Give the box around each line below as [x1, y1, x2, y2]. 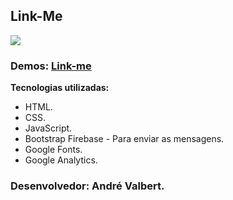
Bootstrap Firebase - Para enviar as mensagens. [24, 133, 225, 145]
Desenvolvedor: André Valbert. [10, 179, 165, 193]
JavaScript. [24, 122, 73, 134]
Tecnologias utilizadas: [10, 82, 110, 94]
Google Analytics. [24, 154, 98, 166]
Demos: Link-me [10, 59, 92, 73]
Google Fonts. [24, 144, 83, 156]
